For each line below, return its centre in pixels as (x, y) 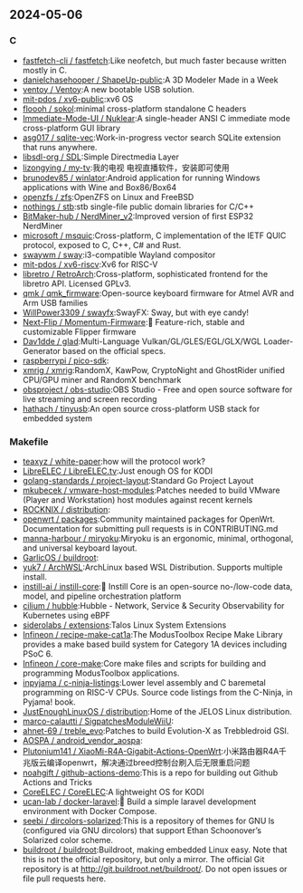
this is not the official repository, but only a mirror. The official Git (143, 859)
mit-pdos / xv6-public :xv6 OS (78, 99)
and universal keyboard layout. (80, 548)
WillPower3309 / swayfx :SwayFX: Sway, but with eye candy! (136, 312)
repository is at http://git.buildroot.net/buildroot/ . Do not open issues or (155, 869)
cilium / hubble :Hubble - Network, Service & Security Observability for (153, 605)
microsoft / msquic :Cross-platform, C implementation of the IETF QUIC (154, 235)
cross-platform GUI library (71, 128)
